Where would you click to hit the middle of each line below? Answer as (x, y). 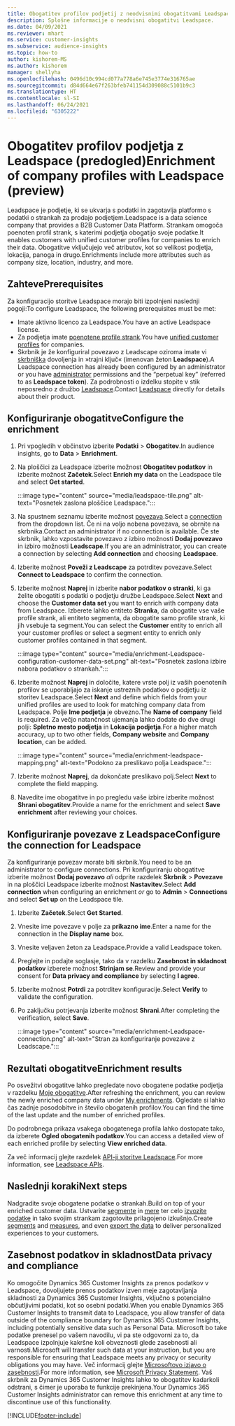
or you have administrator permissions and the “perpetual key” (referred (121, 374)
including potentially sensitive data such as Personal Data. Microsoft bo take (117, 1327)
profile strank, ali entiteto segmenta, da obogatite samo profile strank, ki (121, 618)
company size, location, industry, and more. (70, 262)
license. (29, 329)
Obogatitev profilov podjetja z (95, 146)
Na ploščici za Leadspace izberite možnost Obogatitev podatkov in (115, 467)
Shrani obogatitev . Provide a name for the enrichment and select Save (119, 805)
